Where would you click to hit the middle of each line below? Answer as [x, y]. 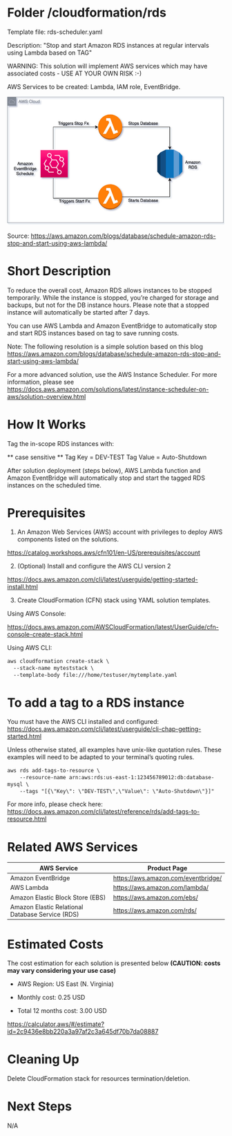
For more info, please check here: [55, 804]
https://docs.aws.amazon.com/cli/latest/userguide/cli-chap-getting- [104, 729]
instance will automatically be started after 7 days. [79, 312]
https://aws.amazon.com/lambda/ [161, 888]
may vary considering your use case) [61, 971]
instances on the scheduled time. [55, 485]
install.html [22, 587]
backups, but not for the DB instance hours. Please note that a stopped [108, 305]
